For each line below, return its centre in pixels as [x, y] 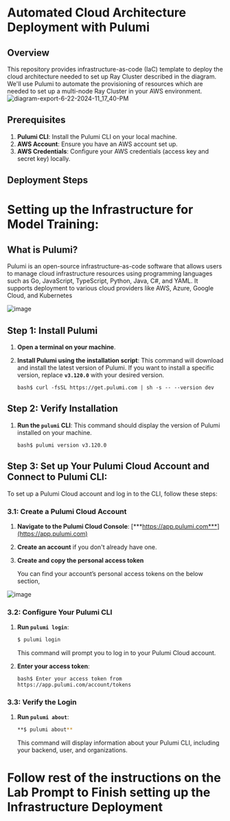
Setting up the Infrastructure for [100, 210]
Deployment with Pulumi [78, 27]
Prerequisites [36, 120]
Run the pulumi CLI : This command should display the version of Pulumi [118, 425]
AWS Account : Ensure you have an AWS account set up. [97, 144]
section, [28, 581]
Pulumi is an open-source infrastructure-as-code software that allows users [115, 266]
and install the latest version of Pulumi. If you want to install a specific [116, 368]
